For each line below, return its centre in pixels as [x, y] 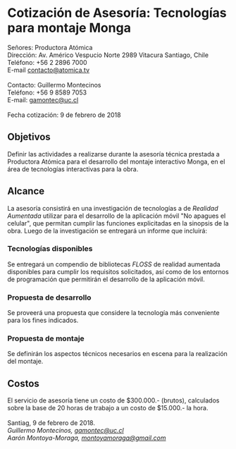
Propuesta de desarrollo [49, 297]
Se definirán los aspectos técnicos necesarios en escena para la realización [117, 354]
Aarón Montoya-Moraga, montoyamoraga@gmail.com [87, 438]
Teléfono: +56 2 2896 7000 [47, 62]
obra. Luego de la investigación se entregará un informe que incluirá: [107, 230]
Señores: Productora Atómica [50, 47]
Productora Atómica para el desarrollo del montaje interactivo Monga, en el [116, 161]
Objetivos [29, 137]
